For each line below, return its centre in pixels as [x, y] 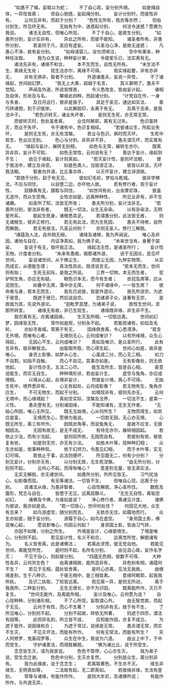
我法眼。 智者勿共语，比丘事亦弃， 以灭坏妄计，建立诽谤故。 [77, 171]
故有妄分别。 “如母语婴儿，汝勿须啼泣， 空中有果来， [91, 51]
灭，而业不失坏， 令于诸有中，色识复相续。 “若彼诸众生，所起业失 [83, 127]
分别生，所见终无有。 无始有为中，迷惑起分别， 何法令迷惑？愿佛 [81, 26]
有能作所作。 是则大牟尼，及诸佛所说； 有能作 [107, 676]
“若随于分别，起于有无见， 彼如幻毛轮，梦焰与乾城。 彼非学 [85, 178]
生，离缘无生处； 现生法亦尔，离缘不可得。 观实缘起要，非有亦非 [81, 70]
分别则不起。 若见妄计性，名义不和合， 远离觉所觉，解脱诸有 [86, 537]
